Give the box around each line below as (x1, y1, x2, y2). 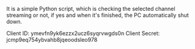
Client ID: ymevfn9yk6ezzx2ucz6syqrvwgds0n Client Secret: (6, 30, 160, 37)
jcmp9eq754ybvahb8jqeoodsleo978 (6, 36, 98, 43)
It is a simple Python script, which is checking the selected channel (6, 5, 175, 12)
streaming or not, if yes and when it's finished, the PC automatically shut (6, 11, 189, 19)
